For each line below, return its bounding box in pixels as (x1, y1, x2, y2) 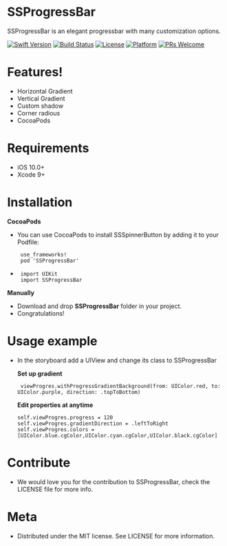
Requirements (7, 140, 89, 156)
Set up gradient (17, 369, 63, 378)
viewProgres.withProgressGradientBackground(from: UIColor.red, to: (20, 382, 221, 389)
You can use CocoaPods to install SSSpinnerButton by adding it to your (17, 230, 219, 239)
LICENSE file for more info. (17, 485, 94, 493)
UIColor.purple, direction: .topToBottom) (17, 389, 141, 395)
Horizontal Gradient (17, 87, 73, 95)
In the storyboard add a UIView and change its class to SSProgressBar (17, 356, 217, 364)
